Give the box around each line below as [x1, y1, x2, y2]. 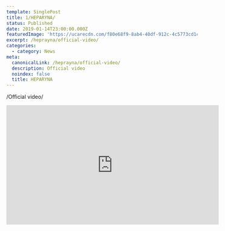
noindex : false [12, 71, 50, 77]
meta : [6, 54, 20, 60]
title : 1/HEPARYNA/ [6, 15, 56, 21]
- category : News [12, 49, 56, 55]
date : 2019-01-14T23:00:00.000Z [6, 25, 88, 32]
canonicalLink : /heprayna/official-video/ [12, 59, 121, 65]
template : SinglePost [6, 8, 61, 15]
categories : [6, 43, 36, 49]
